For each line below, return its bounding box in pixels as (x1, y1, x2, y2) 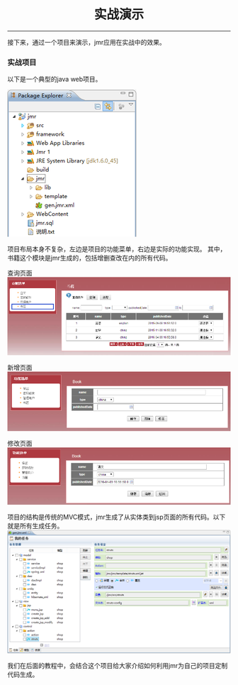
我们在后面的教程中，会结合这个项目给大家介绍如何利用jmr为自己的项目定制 (7, 662, 228, 670)
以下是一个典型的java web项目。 (7, 75, 102, 84)
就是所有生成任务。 (7, 522, 64, 530)
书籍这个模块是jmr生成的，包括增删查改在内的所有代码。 (7, 253, 172, 263)
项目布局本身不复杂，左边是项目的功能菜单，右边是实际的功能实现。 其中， (7, 245, 227, 253)
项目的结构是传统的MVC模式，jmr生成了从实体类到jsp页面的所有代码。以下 (7, 513, 226, 522)
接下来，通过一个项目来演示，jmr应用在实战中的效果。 (7, 38, 166, 46)
